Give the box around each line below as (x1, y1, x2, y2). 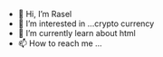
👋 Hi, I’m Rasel (17, 9, 72, 19)
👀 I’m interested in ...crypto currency (17, 18, 155, 29)
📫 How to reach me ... (17, 38, 102, 49)
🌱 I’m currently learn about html (17, 28, 136, 38)
